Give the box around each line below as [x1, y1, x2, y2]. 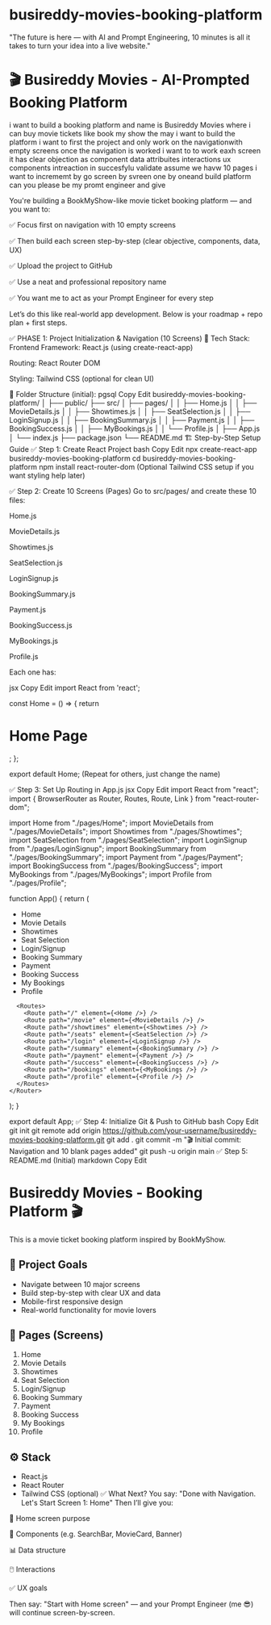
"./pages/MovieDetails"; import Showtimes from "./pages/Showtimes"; [9, 826, 243, 836]
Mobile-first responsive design [20, 1297, 123, 1306]
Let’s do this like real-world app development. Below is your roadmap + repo [9, 309, 263, 319]
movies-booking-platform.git [9, 1134, 105, 1144]
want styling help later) [9, 470, 85, 480]
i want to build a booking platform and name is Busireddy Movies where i [9, 119, 251, 130]
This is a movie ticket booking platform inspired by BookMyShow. [9, 1234, 227, 1244]
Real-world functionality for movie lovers [20, 1305, 156, 1314]
